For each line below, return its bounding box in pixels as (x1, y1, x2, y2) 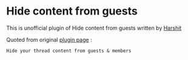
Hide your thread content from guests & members (6, 47, 132, 54)
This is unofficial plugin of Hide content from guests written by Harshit (6, 24, 182, 32)
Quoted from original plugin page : (6, 36, 92, 43)
